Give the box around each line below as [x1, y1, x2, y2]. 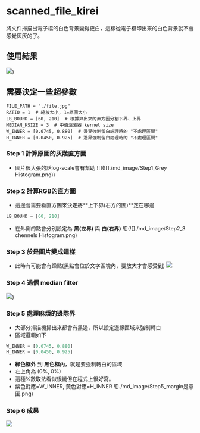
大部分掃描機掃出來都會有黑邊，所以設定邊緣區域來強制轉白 [14, 323, 161, 331]
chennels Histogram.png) [14, 232, 77, 239]
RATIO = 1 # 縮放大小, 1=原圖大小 [6, 109, 87, 116]
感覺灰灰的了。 [6, 32, 43, 39]
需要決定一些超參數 [6, 87, 77, 97]
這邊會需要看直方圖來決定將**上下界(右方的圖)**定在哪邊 [14, 201, 155, 209]
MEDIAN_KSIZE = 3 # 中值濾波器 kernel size [6, 122, 114, 128]
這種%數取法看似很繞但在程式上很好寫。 [14, 375, 114, 382]
